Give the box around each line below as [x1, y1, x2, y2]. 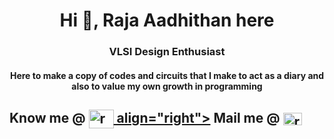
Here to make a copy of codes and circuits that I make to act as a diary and [9, 69, 325, 81]
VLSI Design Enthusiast [108, 45, 226, 59]
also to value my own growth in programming [71, 80, 263, 92]
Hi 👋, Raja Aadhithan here [59, 9, 275, 32]
